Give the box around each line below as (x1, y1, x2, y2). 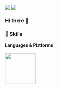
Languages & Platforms (5, 42, 54, 48)
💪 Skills (5, 30, 23, 37)
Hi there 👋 (5, 17, 29, 24)
